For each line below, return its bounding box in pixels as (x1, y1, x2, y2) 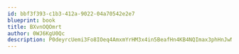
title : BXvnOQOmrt (7, 23, 62, 30)
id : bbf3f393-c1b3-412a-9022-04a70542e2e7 (7, 10, 135, 18)
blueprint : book (7, 17, 55, 24)
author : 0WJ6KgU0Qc (7, 29, 65, 37)
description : (7, 36, 46, 43)
